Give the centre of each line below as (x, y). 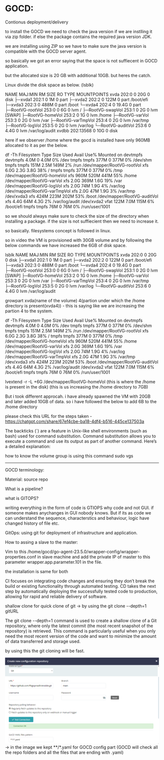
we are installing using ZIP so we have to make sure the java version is (76, 46)
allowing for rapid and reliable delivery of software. (56, 596)
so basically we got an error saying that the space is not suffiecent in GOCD (81, 61)
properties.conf (21, 556)
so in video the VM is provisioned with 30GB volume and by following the (79, 240)
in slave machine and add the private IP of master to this (94, 556)
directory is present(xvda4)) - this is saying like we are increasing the (75, 306)
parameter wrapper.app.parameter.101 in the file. (54, 562)
